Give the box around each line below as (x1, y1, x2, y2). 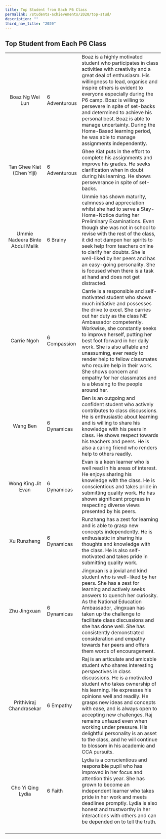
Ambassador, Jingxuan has (82, 605, 145, 611)
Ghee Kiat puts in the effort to (82, 148, 150, 155)
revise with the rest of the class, (82, 231, 156, 237)
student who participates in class (82, 60, 159, 67)
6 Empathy (46, 702, 72, 709)
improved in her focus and (82, 769, 143, 776)
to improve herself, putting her (82, 331, 152, 338)
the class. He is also (82, 547, 128, 554)
